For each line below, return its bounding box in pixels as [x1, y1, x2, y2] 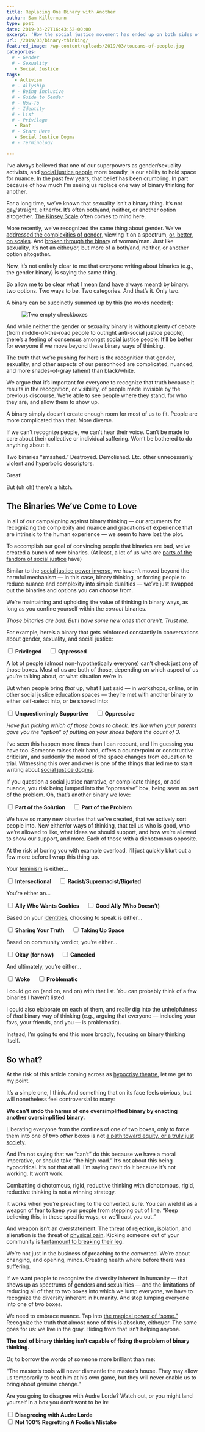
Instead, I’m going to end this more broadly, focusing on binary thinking [6, 1030, 185, 1038]
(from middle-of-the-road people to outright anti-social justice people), [6, 329, 185, 336]
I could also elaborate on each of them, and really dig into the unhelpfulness [6, 1005, 198, 1013]
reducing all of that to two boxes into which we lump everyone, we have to [6, 1288, 193, 1295]
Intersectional [15, 878, 52, 885]
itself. [6, 1037, 20, 1044]
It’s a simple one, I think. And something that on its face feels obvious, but [6, 1089, 192, 1096]
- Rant [14, 123, 32, 129]
